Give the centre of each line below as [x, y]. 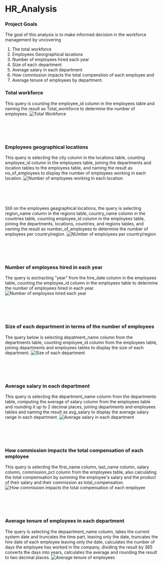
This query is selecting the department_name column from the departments [81, 396]
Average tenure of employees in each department [65, 521]
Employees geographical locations [47, 147]
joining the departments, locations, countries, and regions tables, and [74, 224]
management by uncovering [33, 40]
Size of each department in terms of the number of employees [80, 326]
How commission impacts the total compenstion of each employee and [83, 75]
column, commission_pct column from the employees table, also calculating [81, 472]
